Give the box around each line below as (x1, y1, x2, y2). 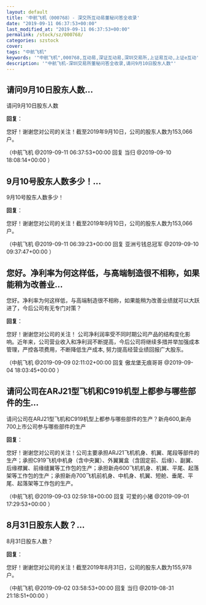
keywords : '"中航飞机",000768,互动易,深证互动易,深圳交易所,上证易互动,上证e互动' (6, 55, 199, 61)
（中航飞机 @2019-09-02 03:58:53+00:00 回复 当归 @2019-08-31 (6, 584, 174, 592)
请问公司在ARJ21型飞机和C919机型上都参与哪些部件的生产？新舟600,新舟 (6, 415, 192, 422)
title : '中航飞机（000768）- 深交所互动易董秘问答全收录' (6, 15, 140, 21)
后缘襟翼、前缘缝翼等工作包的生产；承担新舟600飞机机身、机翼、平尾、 (6, 464, 189, 471)
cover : (6, 44, 23, 50)
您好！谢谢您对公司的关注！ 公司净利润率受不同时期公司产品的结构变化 (6, 330, 185, 337)
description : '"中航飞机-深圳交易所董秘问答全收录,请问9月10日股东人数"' (6, 60, 177, 66)
